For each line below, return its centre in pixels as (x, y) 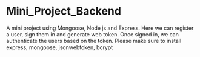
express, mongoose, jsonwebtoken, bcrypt (60, 47)
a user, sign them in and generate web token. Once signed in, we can (92, 34)
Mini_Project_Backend (64, 11)
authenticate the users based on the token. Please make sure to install (94, 41)
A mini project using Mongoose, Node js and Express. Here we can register (100, 28)
